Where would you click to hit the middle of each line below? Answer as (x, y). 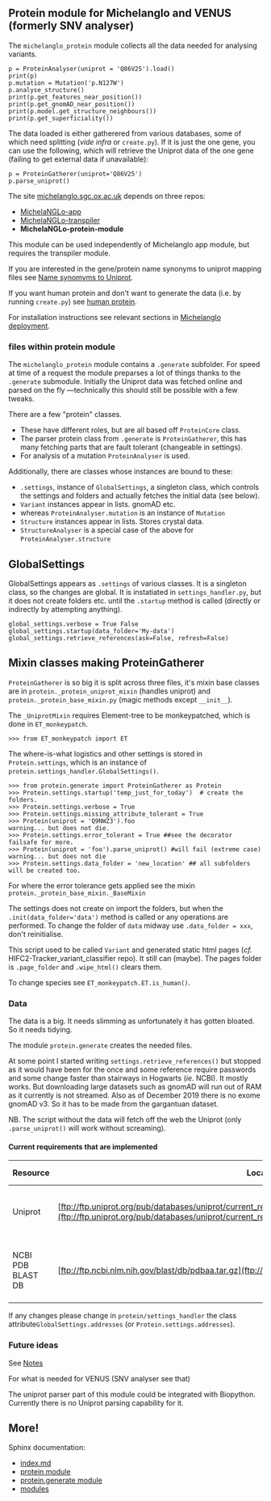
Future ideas (33, 1345)
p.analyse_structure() (46, 90)
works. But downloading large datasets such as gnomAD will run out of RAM (135, 1087)
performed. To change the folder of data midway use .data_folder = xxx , (131, 925)
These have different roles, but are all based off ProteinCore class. (130, 430)
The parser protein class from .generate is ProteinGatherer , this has (133, 439)
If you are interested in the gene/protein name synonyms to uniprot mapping (135, 268)
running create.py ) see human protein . (73, 301)
